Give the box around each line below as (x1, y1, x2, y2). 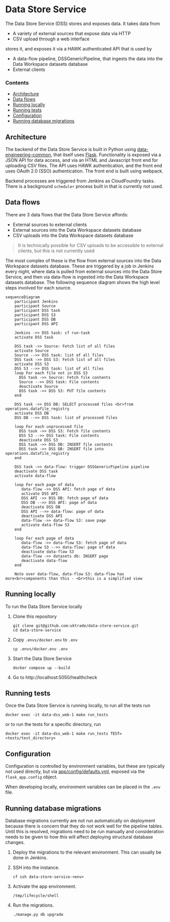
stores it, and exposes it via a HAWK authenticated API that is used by (5, 45, 152, 52)
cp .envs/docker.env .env (12, 646, 68, 651)
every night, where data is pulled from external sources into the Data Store (5, 268, 162, 274)
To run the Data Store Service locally (5, 603, 83, 610)
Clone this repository (12, 613, 57, 619)
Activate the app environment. (12, 883, 77, 889)
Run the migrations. (12, 902, 54, 908)
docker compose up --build (12, 665, 70, 670)
